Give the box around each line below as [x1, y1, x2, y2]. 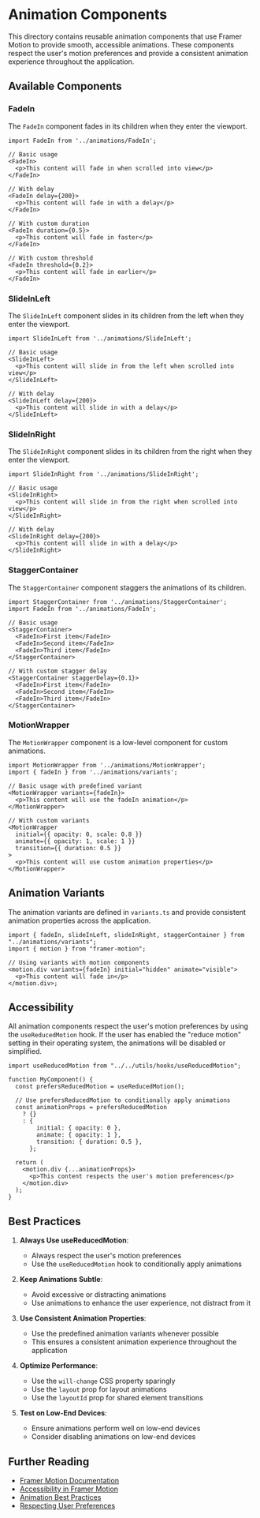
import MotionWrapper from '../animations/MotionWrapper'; [8, 761, 206, 769]
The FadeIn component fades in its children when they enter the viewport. [8, 121, 248, 131]
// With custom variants [8, 816, 90, 824]
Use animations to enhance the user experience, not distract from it [31, 1299, 251, 1308]
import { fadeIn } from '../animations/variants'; [8, 768, 178, 776]
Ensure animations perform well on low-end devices [31, 1423, 201, 1434]
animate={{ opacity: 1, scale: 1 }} [15, 837, 136, 845]
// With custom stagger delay [8, 667, 108, 675]
